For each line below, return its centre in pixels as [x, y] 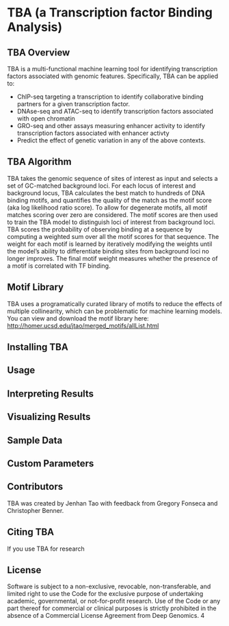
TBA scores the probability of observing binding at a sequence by [100, 229]
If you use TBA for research [46, 549]
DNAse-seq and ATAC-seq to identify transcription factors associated [115, 111]
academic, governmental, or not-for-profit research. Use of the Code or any [114, 601]
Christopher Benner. [36, 510]
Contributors [35, 487]
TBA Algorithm [39, 162]
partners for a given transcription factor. [73, 104]
